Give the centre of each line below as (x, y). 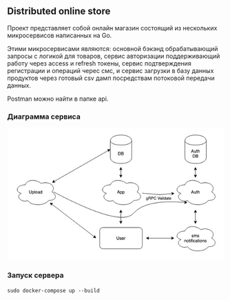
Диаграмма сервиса (44, 117)
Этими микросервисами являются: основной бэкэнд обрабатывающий (113, 48)
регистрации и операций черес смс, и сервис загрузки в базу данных (111, 70)
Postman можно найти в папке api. (58, 99)
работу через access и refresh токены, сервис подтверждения (99, 63)
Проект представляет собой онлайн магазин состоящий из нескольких (112, 28)
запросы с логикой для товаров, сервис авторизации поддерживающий (114, 56)
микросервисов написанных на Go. (60, 35)
